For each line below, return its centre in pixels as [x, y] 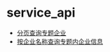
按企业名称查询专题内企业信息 [60, 41]
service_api [41, 13]
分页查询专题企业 [41, 33]
